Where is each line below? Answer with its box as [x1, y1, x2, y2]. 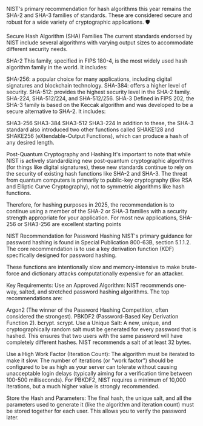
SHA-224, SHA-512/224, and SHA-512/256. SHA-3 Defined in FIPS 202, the [6, 95, 195, 102]
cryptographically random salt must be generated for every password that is [6, 326, 197, 333]
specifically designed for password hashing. [6, 252, 117, 259]
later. [6, 414, 19, 421]
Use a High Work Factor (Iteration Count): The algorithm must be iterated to [6, 351, 195, 357]
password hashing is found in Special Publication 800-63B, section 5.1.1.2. [6, 239, 191, 246]
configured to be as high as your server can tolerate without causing [6, 363, 178, 370]
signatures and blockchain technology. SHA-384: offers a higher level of [6, 82, 187, 89]
